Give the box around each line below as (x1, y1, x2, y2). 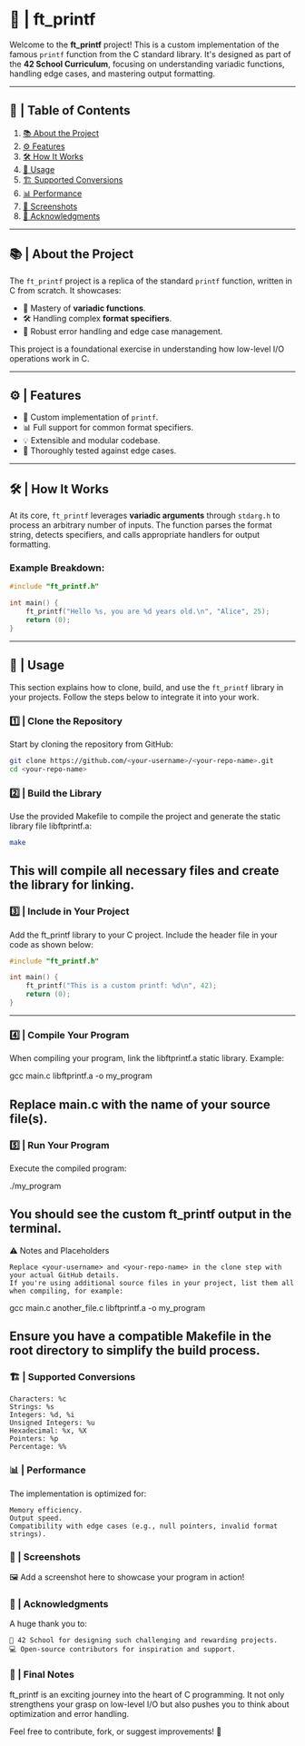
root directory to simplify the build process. (9, 1343, 261, 1358)
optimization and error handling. (9, 1708, 130, 1719)
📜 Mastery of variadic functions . (22, 303, 146, 313)
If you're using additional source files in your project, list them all (9, 1278, 295, 1287)
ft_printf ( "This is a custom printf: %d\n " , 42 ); (25, 981, 218, 990)
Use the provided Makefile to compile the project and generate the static (9, 811, 281, 822)
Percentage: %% (9, 1443, 67, 1452)
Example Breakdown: (9, 561, 105, 574)
